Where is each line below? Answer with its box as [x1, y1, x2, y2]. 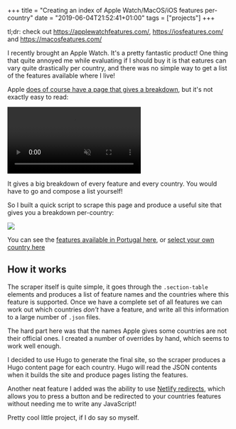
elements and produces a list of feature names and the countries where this [7, 290, 230, 298]
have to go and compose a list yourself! [7, 187, 123, 195]
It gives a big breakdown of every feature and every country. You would [7, 179, 218, 188]
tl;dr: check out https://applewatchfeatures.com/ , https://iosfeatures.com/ [7, 28, 224, 36]
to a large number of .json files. [7, 312, 101, 321]
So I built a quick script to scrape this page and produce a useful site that [7, 201, 222, 209]
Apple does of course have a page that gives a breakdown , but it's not [7, 85, 213, 93]
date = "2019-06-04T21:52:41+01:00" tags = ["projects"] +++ [34, 14, 215, 22]
